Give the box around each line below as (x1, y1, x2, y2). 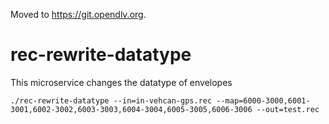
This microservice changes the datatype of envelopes (10, 76, 233, 88)
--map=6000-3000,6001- (216, 95, 311, 106)
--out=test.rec (256, 104, 320, 114)
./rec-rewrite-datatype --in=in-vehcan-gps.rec (10, 95, 213, 106)
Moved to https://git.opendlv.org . (10, 9, 147, 20)
